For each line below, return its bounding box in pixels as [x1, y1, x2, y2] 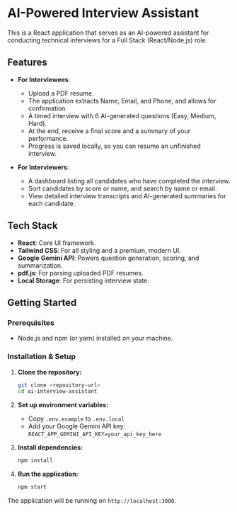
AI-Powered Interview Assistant [7, 5, 200, 21]
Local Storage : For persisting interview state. [17, 276, 150, 285]
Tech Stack [7, 220, 58, 232]
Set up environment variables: [17, 401, 109, 409]
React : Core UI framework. [17, 239, 96, 247]
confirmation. [28, 104, 68, 113]
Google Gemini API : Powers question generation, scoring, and [17, 254, 200, 262]
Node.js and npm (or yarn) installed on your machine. [17, 334, 173, 343]
